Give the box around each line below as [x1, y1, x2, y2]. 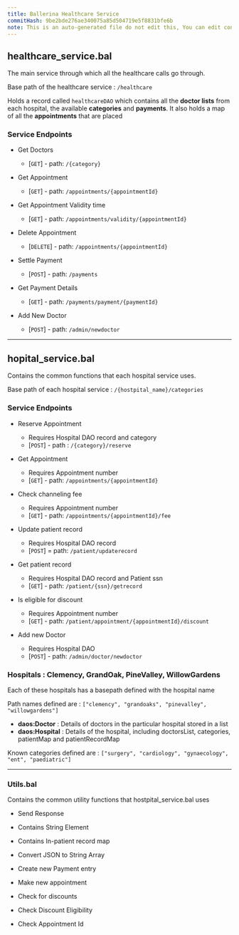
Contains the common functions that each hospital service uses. [7, 371, 196, 380]
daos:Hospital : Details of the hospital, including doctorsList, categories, [17, 727, 231, 735]
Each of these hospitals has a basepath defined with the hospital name [7, 686, 215, 694]
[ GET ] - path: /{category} [28, 160, 101, 168]
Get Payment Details [17, 284, 78, 292]
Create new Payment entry [17, 864, 97, 873]
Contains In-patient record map [17, 837, 110, 845]
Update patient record [17, 525, 83, 533]
